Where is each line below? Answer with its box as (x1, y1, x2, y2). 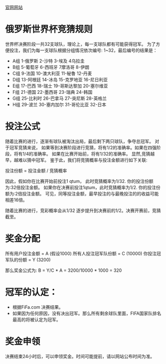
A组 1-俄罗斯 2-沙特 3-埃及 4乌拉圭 (12, 58, 85, 64)
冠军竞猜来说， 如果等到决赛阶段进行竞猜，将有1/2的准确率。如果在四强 (9, 144, 157, 151)
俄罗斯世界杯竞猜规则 (5, 24, 93, 35)
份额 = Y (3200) (18, 256, 51, 263)
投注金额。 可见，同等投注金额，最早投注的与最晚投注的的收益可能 (22, 190, 159, 196)
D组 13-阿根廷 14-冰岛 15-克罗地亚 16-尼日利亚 (12, 76, 108, 82)
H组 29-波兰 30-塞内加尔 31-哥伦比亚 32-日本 (12, 101, 106, 107)
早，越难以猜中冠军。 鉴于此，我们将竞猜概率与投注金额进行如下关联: (5, 157, 148, 163)
